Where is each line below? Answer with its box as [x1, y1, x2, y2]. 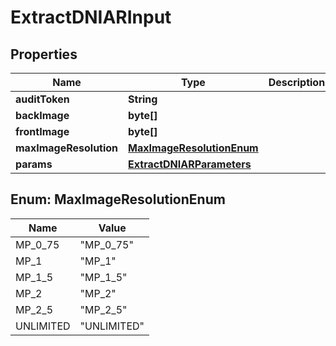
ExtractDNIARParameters [128, 157, 252, 171]
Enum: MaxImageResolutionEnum [10, 191, 226, 208]
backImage [15, 109, 70, 122]
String [128, 92, 158, 106]
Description [268, 76, 326, 89]
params [15, 157, 53, 171]
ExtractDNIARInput [10, 6, 172, 29]
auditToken [15, 92, 70, 106]
